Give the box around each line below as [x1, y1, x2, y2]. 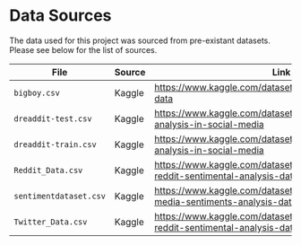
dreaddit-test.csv [13, 113, 92, 124]
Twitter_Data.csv [13, 216, 88, 227]
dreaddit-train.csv [13, 139, 97, 149]
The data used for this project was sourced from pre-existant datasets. [9, 35, 271, 46]
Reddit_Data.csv [13, 165, 83, 175]
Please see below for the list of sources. [9, 44, 158, 55]
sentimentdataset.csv [13, 190, 106, 201]
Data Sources [9, 5, 112, 26]
